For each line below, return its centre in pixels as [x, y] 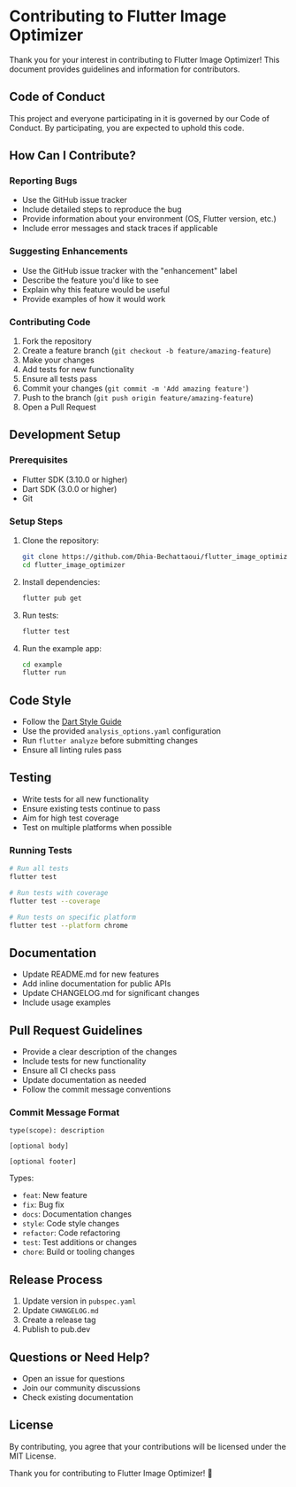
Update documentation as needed [84, 1080]
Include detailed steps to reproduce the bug [102, 209]
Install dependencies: [61, 581]
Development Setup [65, 435]
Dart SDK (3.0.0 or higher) [69, 488]
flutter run [44, 673]
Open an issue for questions [73, 1378]
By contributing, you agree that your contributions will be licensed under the [148, 1446]
